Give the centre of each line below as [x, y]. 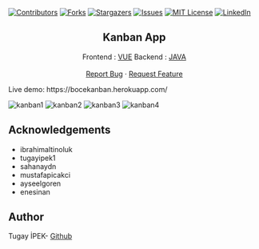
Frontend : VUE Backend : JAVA [134, 57]
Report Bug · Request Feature [134, 74]
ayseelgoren [40, 183]
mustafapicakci [45, 175]
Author [26, 217]
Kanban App [134, 37]
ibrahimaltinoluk [46, 149]
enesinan [35, 191]
